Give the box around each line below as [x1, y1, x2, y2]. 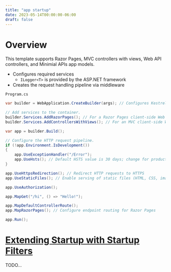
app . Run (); [5, 217, 28, 222]
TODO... [5, 262, 22, 268]
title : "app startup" [5, 7, 51, 13]
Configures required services [12, 71, 74, 77]
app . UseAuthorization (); [5, 185, 58, 190]
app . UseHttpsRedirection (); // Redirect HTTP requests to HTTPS [5, 170, 145, 176]
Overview [5, 39, 47, 51]
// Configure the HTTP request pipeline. [5, 138, 95, 143]
